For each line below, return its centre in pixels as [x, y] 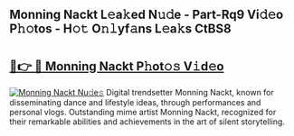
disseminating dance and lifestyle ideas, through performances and [135, 102]
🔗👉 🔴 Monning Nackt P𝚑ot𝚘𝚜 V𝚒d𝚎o [117, 66]
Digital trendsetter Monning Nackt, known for [190, 92]
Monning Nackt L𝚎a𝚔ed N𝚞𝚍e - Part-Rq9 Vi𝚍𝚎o [147, 15]
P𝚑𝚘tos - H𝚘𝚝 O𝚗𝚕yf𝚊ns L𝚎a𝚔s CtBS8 [121, 29]
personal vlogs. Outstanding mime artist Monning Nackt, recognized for [143, 112]
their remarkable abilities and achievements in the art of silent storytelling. [147, 122]
